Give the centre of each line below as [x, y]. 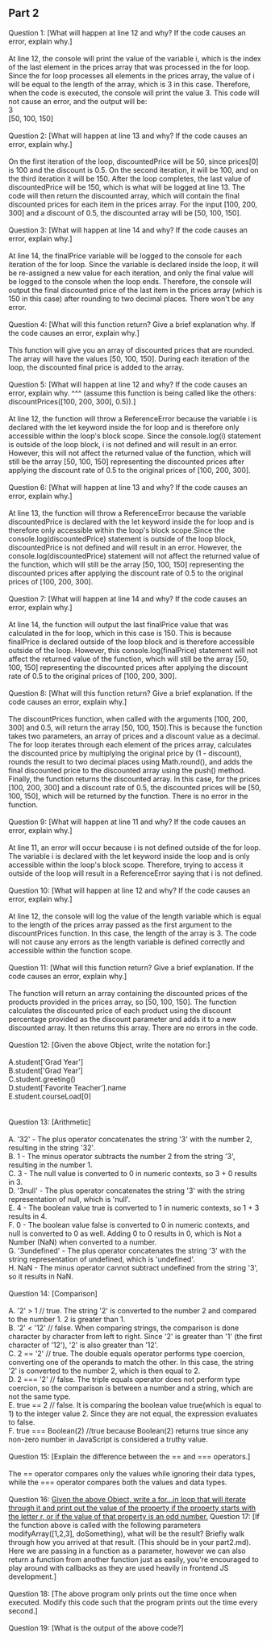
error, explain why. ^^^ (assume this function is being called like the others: [132, 393]
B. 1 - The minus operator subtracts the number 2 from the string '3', [122, 1156]
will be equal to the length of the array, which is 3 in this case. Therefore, [129, 84]
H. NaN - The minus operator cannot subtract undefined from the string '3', [133, 1267]
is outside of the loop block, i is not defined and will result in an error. [123, 444]
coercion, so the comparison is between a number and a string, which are [131, 1388]
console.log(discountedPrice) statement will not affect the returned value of [134, 555]
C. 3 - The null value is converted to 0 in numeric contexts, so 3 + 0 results [133, 1173]
